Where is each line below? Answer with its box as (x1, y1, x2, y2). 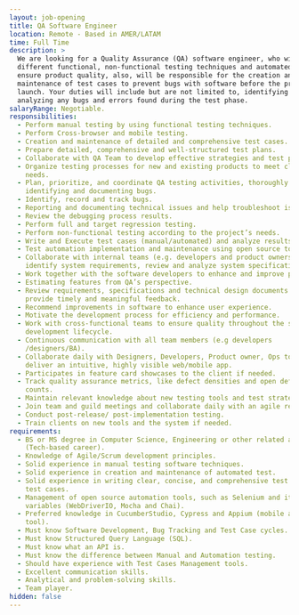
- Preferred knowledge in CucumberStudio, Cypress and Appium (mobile (17, 509, 285, 519)
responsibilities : (9, 112, 77, 121)
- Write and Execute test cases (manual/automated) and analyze (17, 237, 261, 246)
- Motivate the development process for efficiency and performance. (17, 311, 280, 320)
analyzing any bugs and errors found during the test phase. (17, 95, 249, 105)
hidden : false (9, 593, 62, 602)
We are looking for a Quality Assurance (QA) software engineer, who (17, 54, 280, 63)
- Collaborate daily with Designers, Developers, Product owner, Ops (17, 352, 280, 361)
